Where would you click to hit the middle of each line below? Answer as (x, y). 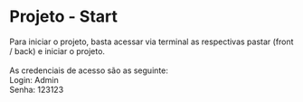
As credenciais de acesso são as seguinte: (89, 70)
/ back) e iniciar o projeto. (57, 51)
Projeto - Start (63, 17)
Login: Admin (34, 79)
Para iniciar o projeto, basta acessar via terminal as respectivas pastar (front (151, 42)
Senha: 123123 (37, 89)
